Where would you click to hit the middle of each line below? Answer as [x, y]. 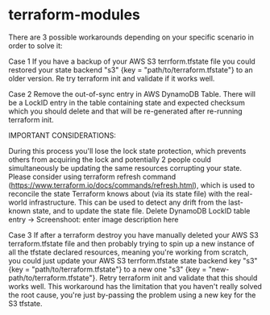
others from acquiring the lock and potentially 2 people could [110, 160]
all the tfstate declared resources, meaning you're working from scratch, [129, 252]
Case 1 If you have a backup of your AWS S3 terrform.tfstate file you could [132, 61]
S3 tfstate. [25, 303]
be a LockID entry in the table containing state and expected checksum [127, 102]
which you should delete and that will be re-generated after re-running [126, 111]
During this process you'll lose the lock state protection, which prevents [127, 151]
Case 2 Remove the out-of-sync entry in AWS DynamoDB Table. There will [132, 93]
